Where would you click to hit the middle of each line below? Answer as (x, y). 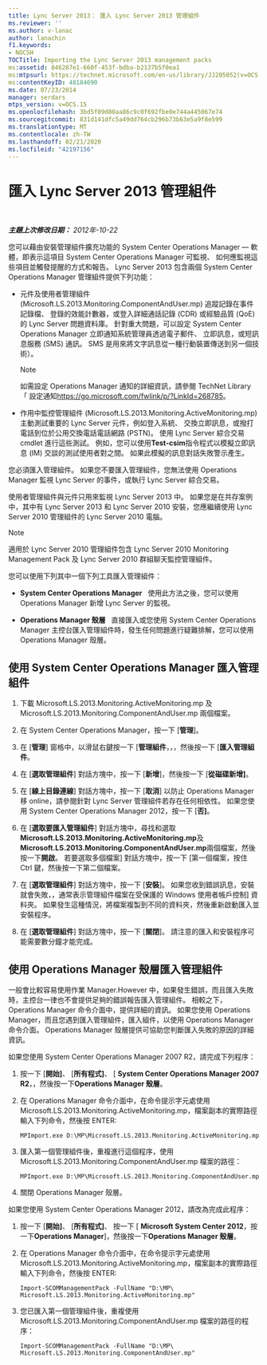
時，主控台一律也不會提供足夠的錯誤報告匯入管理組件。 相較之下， (118, 1000)
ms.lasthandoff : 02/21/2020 (55, 142)
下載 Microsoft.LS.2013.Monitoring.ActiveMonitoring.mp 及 (116, 704)
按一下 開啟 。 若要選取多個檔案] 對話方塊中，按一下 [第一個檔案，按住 (133, 858)
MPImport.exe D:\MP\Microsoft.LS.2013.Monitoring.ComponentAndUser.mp (139, 1176)
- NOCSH (21, 53)
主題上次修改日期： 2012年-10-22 (63, 230)
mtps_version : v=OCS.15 (48, 105)
